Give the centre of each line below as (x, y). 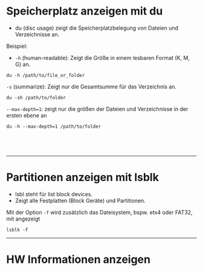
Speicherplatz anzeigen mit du (85, 11)
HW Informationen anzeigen (79, 260)
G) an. (23, 64)
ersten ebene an (27, 115)
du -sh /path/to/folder (36, 98)
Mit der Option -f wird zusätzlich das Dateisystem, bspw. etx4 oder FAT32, (99, 212)
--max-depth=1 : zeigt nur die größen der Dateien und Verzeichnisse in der (97, 109)
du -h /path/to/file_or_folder (46, 75)
